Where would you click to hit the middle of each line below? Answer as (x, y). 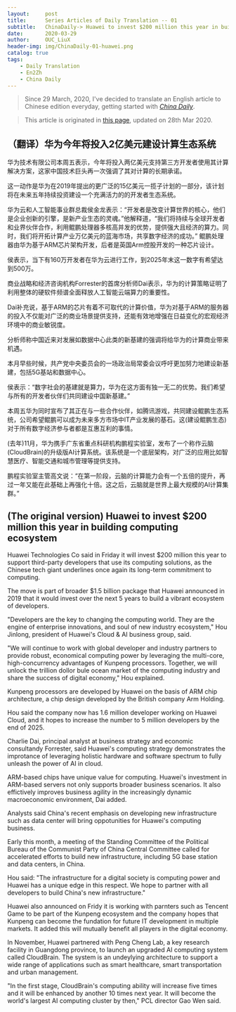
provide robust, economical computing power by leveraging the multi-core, (116, 655)
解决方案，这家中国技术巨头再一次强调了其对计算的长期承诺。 (97, 171)
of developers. (28, 606)
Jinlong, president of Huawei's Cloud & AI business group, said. (99, 634)
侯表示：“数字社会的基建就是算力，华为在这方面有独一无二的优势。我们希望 (117, 387)
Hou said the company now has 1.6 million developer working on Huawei (112, 713)
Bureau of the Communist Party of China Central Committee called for (109, 849)
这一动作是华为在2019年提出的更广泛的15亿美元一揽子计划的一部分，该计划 (116, 186)
